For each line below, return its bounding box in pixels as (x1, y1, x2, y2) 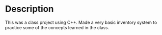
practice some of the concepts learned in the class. (5, 24, 109, 30)
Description (5, 3, 54, 15)
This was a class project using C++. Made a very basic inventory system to (5, 19, 157, 25)
